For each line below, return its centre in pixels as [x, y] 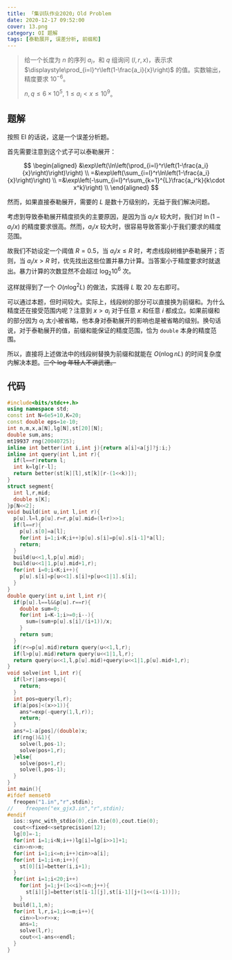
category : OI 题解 [32, 33]
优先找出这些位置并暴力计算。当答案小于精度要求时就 [139, 261]
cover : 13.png [28, 26]
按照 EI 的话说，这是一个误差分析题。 [60, 136]
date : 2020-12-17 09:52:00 [46, 20]
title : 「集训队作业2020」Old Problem [59, 14]
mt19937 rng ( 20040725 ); [41, 441]
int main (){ [24, 789]
